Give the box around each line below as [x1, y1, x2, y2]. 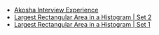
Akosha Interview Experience [13, 6, 99, 14]
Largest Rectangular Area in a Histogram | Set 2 [13, 13, 152, 21]
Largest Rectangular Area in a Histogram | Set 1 [13, 21, 151, 28]
